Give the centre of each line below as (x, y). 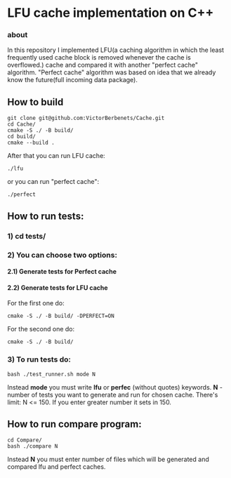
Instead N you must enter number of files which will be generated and (108, 459)
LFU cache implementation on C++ (111, 13)
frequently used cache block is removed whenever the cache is (99, 58)
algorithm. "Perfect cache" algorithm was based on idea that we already (112, 72)
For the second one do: (41, 329)
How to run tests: (46, 216)
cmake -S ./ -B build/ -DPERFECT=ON (61, 316)
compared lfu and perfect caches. (57, 467)
